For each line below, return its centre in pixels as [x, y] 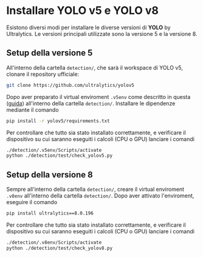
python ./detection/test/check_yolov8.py [60, 248]
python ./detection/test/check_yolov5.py [60, 156]
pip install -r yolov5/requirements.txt [58, 121]
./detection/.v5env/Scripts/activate [54, 150]
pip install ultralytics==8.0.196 [50, 213]
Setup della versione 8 [50, 175]
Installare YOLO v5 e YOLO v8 [83, 11]
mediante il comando [33, 109]
